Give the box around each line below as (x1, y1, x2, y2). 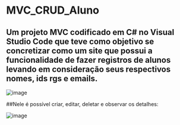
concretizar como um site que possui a (6, 46, 153, 56)
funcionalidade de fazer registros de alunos (6, 55, 171, 65)
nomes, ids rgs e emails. (6, 73, 98, 84)
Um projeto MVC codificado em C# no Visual (6, 27, 175, 37)
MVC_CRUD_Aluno (6, 4, 100, 17)
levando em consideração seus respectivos (6, 64, 171, 74)
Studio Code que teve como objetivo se (6, 36, 154, 46)
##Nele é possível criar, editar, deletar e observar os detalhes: (6, 101, 159, 107)
